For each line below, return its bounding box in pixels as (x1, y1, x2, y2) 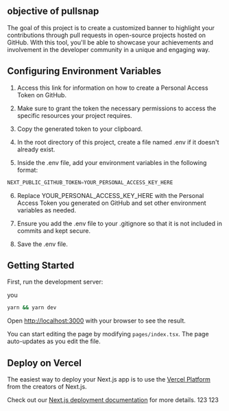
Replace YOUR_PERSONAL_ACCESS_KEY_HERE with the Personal (16, 191, 204, 199)
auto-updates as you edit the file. (7, 337, 101, 345)
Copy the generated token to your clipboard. (16, 125, 143, 133)
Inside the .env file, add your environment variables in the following (16, 158, 207, 166)
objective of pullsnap (7, 5, 99, 17)
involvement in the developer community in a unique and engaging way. (7, 45, 210, 53)
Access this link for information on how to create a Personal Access (16, 84, 208, 92)
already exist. (16, 145, 56, 153)
